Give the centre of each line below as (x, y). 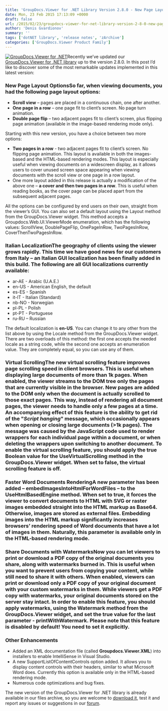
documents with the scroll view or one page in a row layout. (74, 175)
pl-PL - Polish (26, 308)
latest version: (20, 72)
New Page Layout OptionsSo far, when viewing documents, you (84, 85)
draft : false (19, 19)
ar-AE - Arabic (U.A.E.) (35, 281)
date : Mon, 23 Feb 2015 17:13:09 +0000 (47, 14)
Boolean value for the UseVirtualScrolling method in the (74, 456)
